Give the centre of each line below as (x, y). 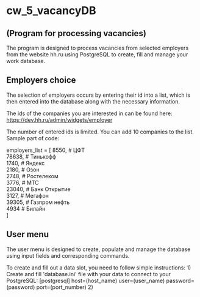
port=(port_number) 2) (65, 287)
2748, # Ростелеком (33, 176)
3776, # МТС (23, 182)
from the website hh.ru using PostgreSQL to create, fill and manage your (97, 55)
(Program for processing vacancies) (76, 33)
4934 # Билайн (26, 208)
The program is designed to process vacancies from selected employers (98, 48)
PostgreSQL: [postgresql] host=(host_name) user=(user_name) (86, 280)
